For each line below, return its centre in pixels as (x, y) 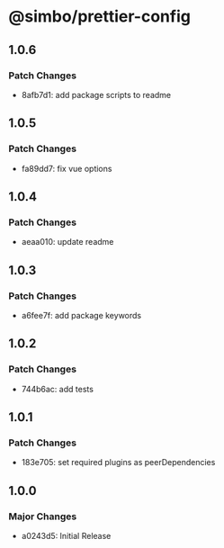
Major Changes (43, 517)
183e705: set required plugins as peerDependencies (118, 463)
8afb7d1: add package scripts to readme (96, 94)
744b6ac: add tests (57, 389)
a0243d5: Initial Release (66, 536)
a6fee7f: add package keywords (81, 315)
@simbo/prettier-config (99, 17)
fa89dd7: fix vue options (67, 168)
